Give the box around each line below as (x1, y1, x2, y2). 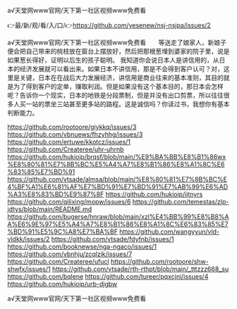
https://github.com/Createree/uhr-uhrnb (7, 145, 124, 153)
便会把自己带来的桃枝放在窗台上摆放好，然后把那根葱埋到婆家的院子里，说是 (7, 47, 230, 55)
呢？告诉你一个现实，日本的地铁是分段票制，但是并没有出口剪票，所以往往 (7, 91, 224, 99)
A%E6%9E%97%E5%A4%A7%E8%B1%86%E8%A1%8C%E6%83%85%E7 (7, 220, 229, 228)
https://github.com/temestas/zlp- (132, 198, 229, 206)
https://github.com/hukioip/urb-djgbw (7, 280, 118, 288)
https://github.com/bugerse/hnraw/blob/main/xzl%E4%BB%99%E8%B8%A (7, 213, 229, 220)
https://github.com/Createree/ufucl (7, 258, 109, 265)
